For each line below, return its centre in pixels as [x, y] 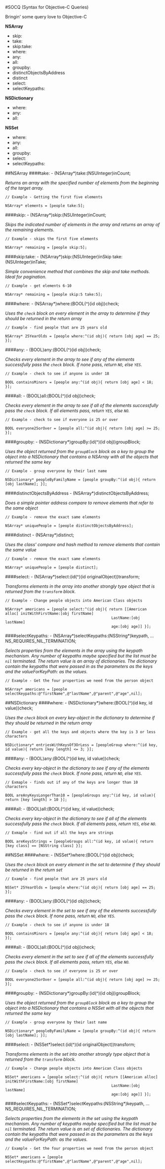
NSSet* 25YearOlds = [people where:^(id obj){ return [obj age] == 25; [80, 888]
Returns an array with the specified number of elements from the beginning [82, 183]
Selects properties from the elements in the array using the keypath [74, 651]
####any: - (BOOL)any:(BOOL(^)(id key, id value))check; [62, 758]
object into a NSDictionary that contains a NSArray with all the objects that [82, 457]
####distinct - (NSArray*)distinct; [40, 535]
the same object [22, 508]
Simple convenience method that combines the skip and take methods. [78, 271]
